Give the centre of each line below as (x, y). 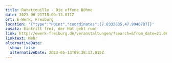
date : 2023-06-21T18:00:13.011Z (40, 15)
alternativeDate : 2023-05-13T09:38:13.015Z (57, 52)
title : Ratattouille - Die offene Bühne (49, 10)
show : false (23, 48)
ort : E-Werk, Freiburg (29, 19)
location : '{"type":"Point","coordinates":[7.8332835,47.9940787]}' (80, 24)
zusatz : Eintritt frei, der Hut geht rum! (51, 29)
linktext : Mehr (21, 39)
